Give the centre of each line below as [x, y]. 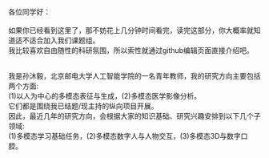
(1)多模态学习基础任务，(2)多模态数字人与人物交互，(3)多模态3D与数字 [125, 136]
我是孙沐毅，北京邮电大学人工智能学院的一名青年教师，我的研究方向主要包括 [134, 76]
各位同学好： [29, 12]
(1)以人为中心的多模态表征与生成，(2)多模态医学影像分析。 [105, 96]
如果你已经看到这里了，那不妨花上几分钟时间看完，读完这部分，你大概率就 [131, 30]
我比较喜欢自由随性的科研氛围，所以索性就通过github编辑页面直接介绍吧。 [131, 50]
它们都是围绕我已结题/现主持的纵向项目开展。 [83, 106]
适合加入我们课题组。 [64, 40]
